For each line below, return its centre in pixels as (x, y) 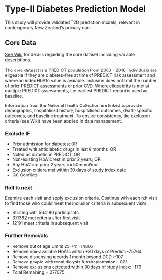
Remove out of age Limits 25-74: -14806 (53, 246)
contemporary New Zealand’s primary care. (49, 27)
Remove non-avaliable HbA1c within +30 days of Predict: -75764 (77, 251)
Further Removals (27, 236)
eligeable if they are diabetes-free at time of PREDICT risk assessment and (80, 75)
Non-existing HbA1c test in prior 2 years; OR (56, 159)
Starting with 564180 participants (45, 213)
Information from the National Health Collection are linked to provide (73, 105)
